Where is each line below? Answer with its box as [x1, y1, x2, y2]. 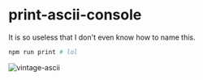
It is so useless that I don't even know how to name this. [8, 32, 197, 42]
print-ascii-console [8, 6, 142, 24]
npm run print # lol [8, 48, 79, 56]
